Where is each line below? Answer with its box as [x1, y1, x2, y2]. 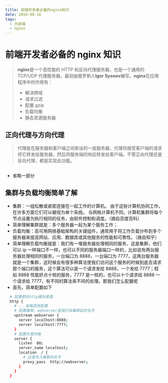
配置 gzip [24, 102, 44, 108]
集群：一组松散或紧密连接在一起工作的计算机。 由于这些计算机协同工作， [12, 203, 163, 209]
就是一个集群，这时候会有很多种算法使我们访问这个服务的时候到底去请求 [12, 259, 161, 265]
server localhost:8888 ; [18, 317, 68, 323]
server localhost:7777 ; [18, 322, 68, 327]
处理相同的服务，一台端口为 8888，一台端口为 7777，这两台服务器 [21, 253, 159, 259]
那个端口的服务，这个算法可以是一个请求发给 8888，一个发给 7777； [12, 265, 154, 271]
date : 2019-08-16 [5, 12, 41, 17]
